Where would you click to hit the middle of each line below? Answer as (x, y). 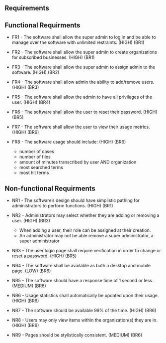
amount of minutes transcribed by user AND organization (78, 162)
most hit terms (34, 173)
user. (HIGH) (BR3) (31, 221)
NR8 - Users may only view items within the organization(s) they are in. (84, 320)
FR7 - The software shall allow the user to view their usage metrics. (81, 127)
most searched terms (41, 168)
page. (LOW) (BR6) (31, 271)
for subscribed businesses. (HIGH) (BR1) (53, 57)
